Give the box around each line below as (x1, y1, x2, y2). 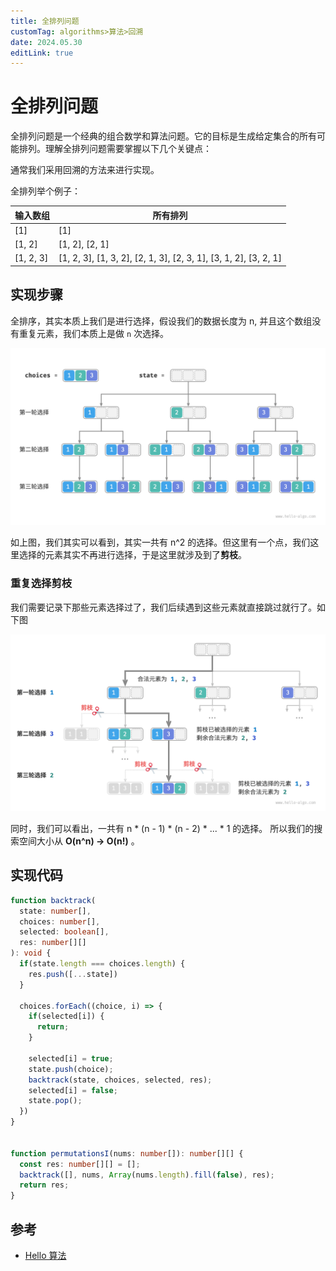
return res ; (19, 1180, 70, 1190)
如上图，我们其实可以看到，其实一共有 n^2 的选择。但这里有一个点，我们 (10, 536, 311, 549)
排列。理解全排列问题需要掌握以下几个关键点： (18, 143, 212, 155)
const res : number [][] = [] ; (19, 1159, 141, 1169)
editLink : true (10, 48, 74, 58)
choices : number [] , (19, 916, 101, 927)
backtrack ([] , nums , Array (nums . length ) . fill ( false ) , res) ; (19, 1170, 275, 1180)
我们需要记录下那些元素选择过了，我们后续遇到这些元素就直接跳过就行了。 (10, 601, 317, 613)
